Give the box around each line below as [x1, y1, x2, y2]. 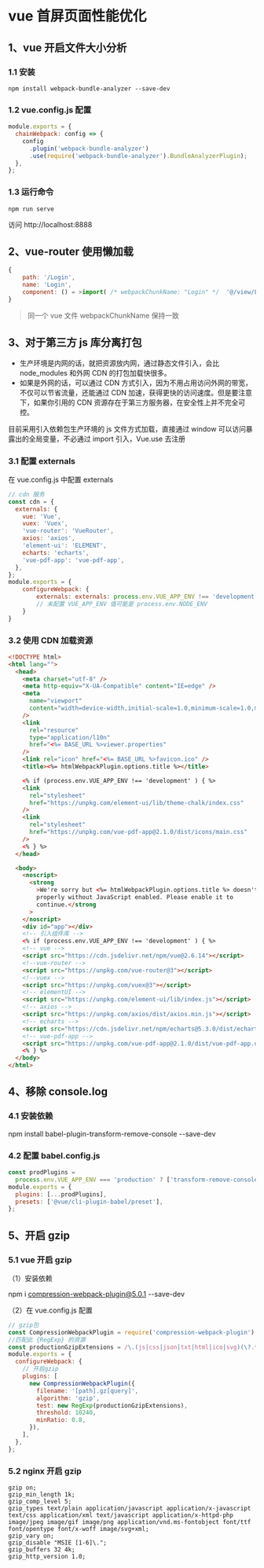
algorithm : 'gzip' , [36, 1394, 101, 1402]
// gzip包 [8, 1321, 39, 1329]
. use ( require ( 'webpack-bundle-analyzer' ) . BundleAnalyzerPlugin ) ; [28, 152, 247, 160]
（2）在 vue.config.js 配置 [8, 1305, 93, 1315]
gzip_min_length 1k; [8, 1491, 76, 1499]
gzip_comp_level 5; [8, 1498, 72, 1506]
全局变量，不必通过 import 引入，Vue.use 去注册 [28, 434, 186, 443]
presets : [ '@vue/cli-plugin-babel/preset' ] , [15, 1198, 163, 1206]
